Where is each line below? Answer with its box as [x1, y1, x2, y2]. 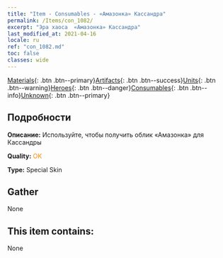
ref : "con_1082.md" [7, 43, 65, 50]
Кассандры [7, 138, 42, 146]
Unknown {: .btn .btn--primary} [21, 91, 110, 99]
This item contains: [7, 225, 94, 237]
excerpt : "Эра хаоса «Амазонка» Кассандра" [7, 23, 141, 30]
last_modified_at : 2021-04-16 [7, 30, 97, 38]
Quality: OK [7, 152, 42, 160]
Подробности [7, 111, 72, 124]
